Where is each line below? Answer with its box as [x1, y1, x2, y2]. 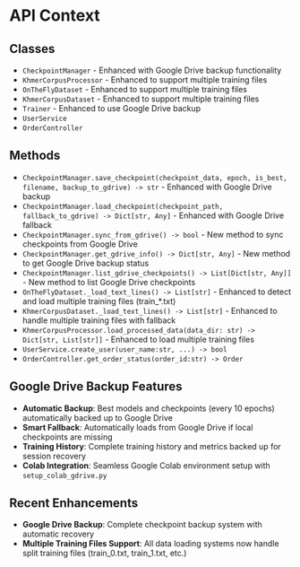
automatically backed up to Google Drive [21, 412, 173, 423]
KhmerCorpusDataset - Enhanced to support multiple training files [21, 93, 260, 104]
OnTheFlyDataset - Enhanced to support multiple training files [21, 84, 248, 94]
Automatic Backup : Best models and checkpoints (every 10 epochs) [21, 403, 275, 414]
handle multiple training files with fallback [21, 315, 176, 326]
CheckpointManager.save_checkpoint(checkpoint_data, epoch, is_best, [21, 173, 288, 182]
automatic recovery [21, 528, 95, 539]
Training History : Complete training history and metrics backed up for [21, 441, 282, 451]
